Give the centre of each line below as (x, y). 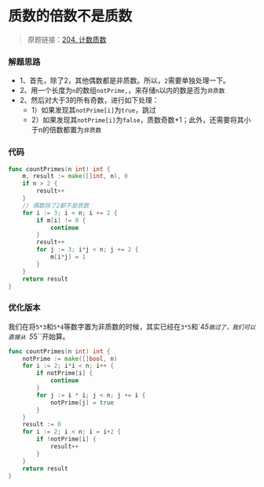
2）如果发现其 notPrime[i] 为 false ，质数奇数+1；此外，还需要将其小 (141, 120)
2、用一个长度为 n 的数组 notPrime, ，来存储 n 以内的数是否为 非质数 (122, 91)
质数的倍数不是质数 (70, 16)
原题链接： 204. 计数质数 (67, 39)
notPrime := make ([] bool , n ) (70, 359)
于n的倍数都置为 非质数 (66, 130)
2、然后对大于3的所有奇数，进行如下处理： (89, 100)
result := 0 (42, 425)
